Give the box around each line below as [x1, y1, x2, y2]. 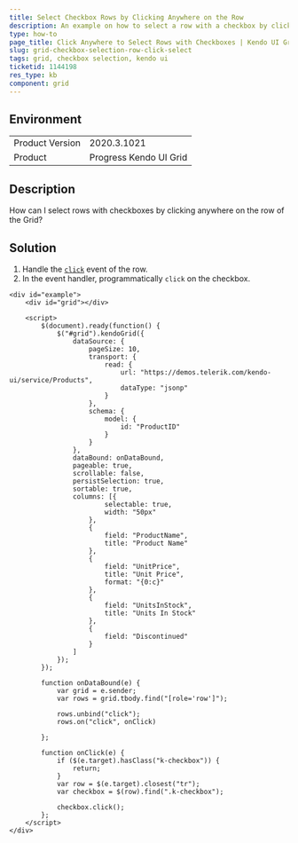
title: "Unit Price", [104, 570, 184, 579]
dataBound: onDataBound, [72, 453, 165, 462]
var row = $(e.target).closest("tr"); [56, 780, 200, 789]
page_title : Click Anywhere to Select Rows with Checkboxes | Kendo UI [9, 37, 279, 47]
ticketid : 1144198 [9, 63, 77, 72]
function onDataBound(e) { [41, 679, 141, 688]
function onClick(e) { [41, 749, 125, 758]
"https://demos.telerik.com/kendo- [140, 368, 272, 377]
